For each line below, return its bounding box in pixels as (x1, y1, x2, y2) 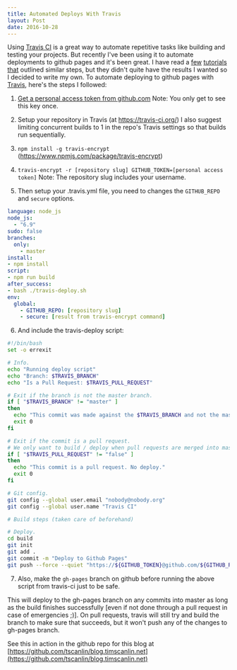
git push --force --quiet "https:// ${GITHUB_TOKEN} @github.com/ (7, 561, 200, 569)
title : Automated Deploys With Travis (7, 10, 121, 18)
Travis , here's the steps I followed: (7, 81, 107, 89)
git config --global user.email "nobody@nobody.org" (7, 496, 166, 504)
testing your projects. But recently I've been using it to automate (7, 50, 194, 59)
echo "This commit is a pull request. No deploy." (13, 464, 166, 471)
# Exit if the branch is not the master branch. (7, 392, 153, 399)
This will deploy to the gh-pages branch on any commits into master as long (7, 596, 229, 604)
